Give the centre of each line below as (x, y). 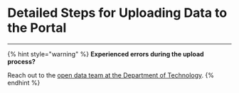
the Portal (37, 28)
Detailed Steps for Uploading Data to (117, 13)
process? (21, 61)
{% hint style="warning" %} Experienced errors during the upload (106, 54)
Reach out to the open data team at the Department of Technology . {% (111, 75)
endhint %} (24, 82)
